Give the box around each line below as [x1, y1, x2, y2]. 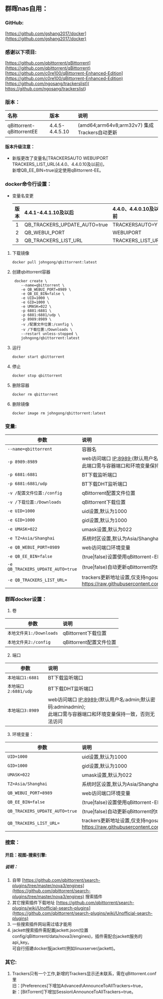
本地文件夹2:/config [7, 639, 51, 645]
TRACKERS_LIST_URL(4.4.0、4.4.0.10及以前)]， [12, 162, 107, 167]
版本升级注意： [5, 144, 35, 149]
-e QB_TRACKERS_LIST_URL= [7, 577, 67, 583]
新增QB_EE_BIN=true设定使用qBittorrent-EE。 [12, 167, 104, 173]
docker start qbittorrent [12, 354, 65, 359]
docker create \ [14, 278, 48, 283]
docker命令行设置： [5, 181, 52, 188]
